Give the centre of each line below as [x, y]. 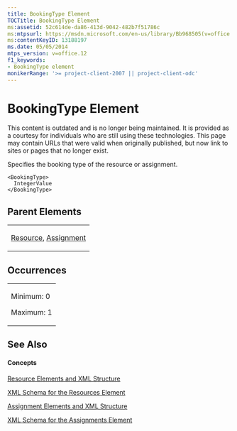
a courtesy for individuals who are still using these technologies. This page [117, 136]
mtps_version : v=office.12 [47, 54]
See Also [27, 345]
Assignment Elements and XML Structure [67, 406]
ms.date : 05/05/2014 [38, 47]
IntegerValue [33, 184]
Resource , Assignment [49, 238]
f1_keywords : [27, 60]
